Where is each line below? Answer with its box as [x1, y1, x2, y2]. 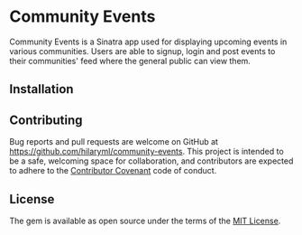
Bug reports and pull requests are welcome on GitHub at [9, 136, 219, 147]
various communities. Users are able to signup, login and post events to [9, 45, 276, 56]
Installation [9, 81, 74, 97]
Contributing [9, 112, 83, 127]
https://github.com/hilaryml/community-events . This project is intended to [9, 146, 284, 157]
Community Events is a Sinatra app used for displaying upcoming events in [9, 36, 288, 47]
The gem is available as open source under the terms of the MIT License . [9, 215, 281, 226]
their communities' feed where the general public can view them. [9, 55, 251, 66]
